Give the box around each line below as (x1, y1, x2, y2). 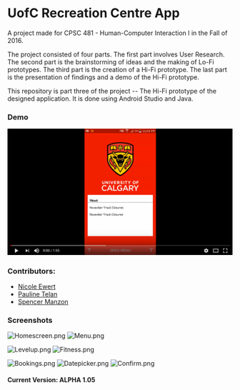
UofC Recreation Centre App (7, 5, 180, 21)
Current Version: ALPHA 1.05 (7, 375, 96, 384)
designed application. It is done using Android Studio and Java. (7, 94, 194, 103)
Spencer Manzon (17, 298, 69, 306)
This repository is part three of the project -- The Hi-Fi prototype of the (7, 86, 216, 95)
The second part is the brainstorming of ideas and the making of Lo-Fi (7, 57, 214, 66)
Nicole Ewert (17, 282, 56, 291)
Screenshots (7, 315, 53, 325)
